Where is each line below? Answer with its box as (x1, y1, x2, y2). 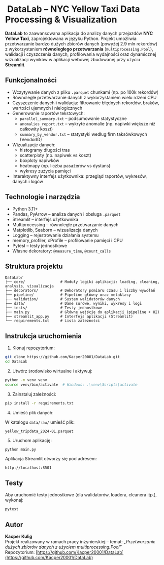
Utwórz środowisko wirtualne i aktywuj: (12, 368, 93, 374)
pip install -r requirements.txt (5, 401, 74, 405)
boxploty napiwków (19, 157, 60, 163)
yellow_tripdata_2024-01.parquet (5, 429, 74, 434)
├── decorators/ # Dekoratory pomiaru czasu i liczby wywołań (5, 288, 155, 293)
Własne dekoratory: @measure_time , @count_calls (12, 248, 111, 254)
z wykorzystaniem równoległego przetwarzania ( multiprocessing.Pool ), (5, 46, 154, 52)
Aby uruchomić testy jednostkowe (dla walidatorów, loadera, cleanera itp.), (5, 492, 157, 498)
